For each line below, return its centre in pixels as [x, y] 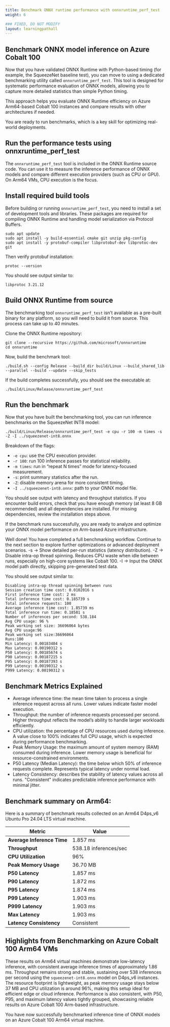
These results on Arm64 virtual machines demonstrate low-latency [75, 961]
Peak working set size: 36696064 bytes [47, 626]
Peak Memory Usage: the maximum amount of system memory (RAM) [86, 747]
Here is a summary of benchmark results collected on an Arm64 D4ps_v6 [82, 813]
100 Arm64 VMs [32, 949]
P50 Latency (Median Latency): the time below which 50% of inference [87, 763]
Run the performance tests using [58, 143]
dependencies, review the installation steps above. [58, 514]
